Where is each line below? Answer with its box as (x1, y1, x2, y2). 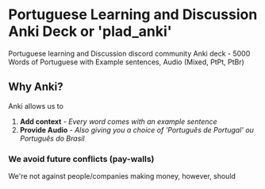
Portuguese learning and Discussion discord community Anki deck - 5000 (8, 48, 251, 58)
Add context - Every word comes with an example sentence (19, 117, 217, 126)
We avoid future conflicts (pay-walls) (8, 153, 155, 164)
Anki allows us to (8, 101, 63, 110)
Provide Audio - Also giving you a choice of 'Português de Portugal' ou (19, 125, 254, 134)
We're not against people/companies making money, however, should (8, 172, 236, 181)
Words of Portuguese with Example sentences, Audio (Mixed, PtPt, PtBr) (8, 57, 244, 67)
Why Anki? (8, 80, 63, 94)
